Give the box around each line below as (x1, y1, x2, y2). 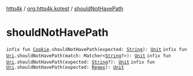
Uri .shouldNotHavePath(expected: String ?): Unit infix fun (6, 59, 155, 65)
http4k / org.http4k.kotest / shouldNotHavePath (6, 5, 124, 12)
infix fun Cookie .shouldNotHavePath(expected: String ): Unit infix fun (6, 46, 187, 52)
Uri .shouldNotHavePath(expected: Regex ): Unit (6, 64, 124, 70)
